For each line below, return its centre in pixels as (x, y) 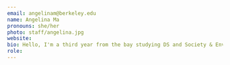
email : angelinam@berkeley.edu (52, 13)
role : (15, 51)
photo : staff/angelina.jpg (46, 32)
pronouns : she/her (33, 26)
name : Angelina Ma (33, 20)
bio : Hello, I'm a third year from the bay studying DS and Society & (110, 45)
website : (20, 39)
